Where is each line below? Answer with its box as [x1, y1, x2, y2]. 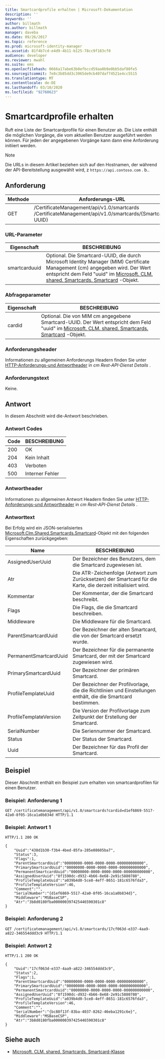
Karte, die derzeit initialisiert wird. [72, 582, 150, 589]
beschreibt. [72, 596, 99, 603]
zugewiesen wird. [72, 659, 113, 666]
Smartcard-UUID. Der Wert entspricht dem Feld [41, 318, 151, 325]
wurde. [72, 638, 89, 645]
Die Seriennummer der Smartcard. [72, 728, 151, 735]
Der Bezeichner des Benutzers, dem [72, 556, 156, 562]
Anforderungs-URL [79, 196, 125, 203]
